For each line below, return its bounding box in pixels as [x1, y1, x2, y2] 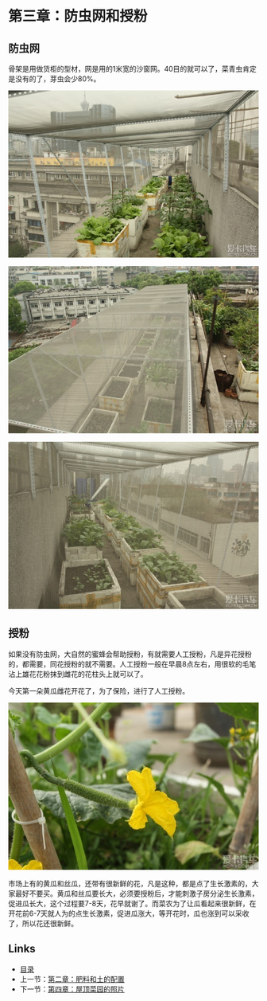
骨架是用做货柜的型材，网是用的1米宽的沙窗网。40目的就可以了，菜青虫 [8, 65, 243, 73]
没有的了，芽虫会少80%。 [14, 74, 101, 84]
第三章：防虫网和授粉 [8, 7, 149, 25]
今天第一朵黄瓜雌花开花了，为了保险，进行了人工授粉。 [8, 686, 189, 695]
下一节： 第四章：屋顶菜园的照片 [19, 984, 125, 994]
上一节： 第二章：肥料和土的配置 [19, 974, 125, 983]
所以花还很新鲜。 [21, 918, 78, 928]
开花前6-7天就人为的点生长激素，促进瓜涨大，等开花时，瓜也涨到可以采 [8, 909, 242, 918]
